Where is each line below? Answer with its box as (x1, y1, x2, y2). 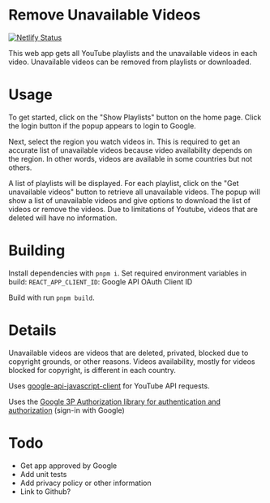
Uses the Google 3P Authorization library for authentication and (8, 397, 221, 406)
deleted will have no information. (8, 213, 118, 223)
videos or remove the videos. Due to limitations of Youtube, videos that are (8, 204, 258, 214)
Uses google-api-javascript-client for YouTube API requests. (8, 380, 210, 391)
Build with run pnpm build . (8, 293, 95, 302)
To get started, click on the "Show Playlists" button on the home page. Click (8, 112, 262, 122)
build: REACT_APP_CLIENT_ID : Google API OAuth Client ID (8, 276, 193, 286)
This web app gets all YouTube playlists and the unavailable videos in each (8, 48, 258, 58)
